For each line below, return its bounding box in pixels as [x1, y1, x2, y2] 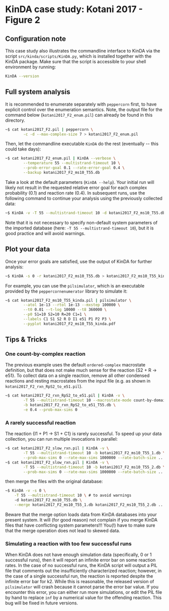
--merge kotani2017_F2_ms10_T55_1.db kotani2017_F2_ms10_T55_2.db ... [14, 502, 165, 507]
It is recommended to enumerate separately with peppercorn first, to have [5, 101, 157, 107]
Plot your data [5, 245, 50, 254]
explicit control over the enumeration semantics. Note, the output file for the [5, 106, 162, 112]
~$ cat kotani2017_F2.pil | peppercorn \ [5, 127, 94, 132]
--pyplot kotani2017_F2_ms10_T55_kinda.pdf [23, 321, 116, 326]
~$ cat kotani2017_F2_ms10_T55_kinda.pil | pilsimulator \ [5, 298, 132, 303]
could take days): [5, 146, 41, 152]
